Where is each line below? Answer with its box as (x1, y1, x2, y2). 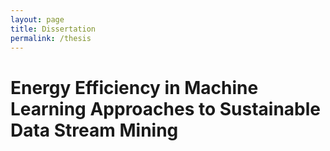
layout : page (10, 14, 65, 25)
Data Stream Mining (10, 119, 179, 141)
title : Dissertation (10, 24, 97, 34)
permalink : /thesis (10, 33, 92, 43)
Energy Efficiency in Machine (10, 76, 259, 99)
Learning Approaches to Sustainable (10, 97, 322, 120)
